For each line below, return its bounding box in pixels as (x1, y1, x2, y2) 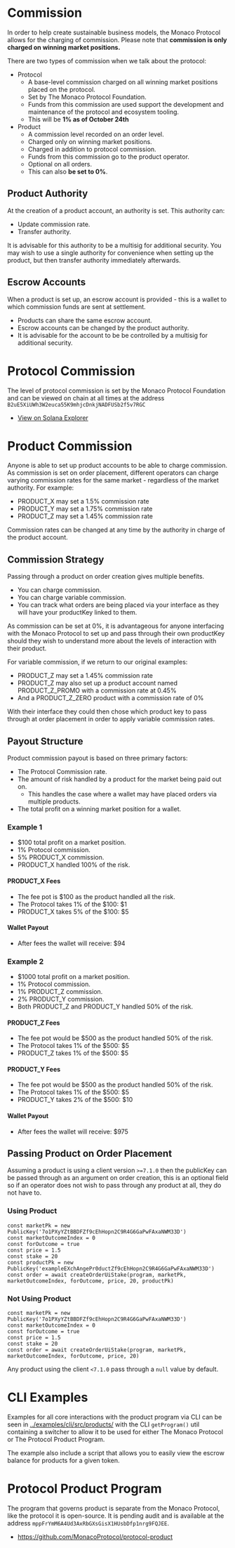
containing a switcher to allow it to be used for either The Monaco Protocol (7, 1428, 223, 1436)
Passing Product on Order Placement (7, 1148, 173, 1160)
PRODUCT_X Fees (7, 877, 61, 885)
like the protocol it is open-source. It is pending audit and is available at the (7, 1511, 224, 1520)
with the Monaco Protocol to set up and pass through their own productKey (7, 629, 225, 638)
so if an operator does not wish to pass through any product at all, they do (7, 1181, 222, 1190)
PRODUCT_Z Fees (7, 1018, 60, 1027)
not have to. (7, 1188, 42, 1197)
